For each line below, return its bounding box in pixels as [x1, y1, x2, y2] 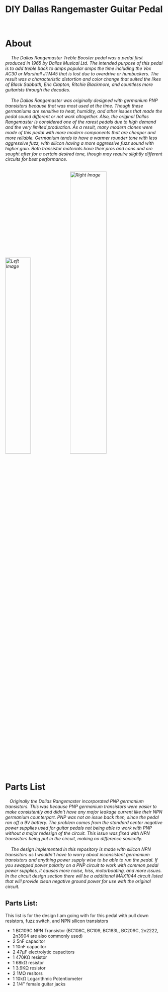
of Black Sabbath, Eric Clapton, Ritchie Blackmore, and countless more [5, 81, 153, 87]
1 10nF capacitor [12, 943, 47, 949]
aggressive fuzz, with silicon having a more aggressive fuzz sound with [5, 140, 154, 146]
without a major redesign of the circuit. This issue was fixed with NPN [5, 830, 150, 836]
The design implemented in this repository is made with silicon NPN [11, 846, 151, 852]
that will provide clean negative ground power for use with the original [5, 878, 151, 884]
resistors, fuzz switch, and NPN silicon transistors [5, 918, 109, 924]
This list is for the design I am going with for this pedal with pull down [5, 912, 149, 918]
